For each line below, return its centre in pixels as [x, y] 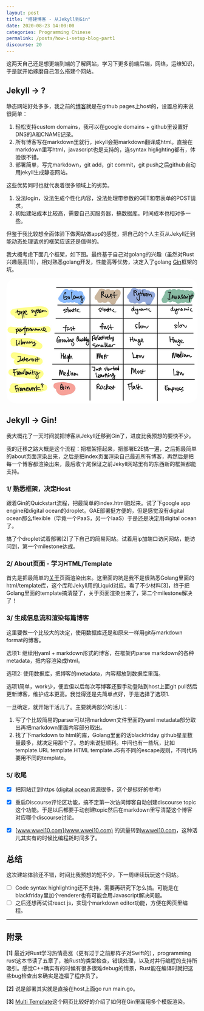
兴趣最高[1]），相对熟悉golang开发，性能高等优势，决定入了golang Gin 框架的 [102, 262]
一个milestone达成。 [53, 546]
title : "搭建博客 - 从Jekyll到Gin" [49, 19]
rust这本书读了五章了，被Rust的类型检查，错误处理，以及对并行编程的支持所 [102, 961]
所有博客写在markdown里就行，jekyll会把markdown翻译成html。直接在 [104, 142]
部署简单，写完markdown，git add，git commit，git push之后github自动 [105, 165]
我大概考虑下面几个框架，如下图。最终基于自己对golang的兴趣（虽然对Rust [100, 254]
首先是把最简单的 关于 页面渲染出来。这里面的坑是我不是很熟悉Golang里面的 [100, 578]
